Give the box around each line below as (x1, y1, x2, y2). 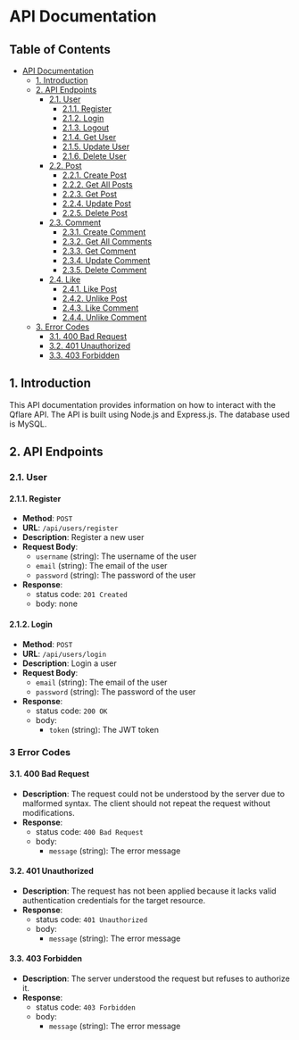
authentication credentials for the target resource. (21, 894, 206, 905)
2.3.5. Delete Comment (62, 265, 147, 275)
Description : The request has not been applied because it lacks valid (21, 886, 277, 896)
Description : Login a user (21, 658, 118, 669)
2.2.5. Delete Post (62, 208, 128, 218)
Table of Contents (9, 42, 112, 57)
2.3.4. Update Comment (62, 255, 151, 265)
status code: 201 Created (35, 589, 128, 600)
